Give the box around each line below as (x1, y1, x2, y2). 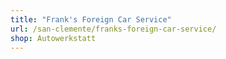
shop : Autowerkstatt (10, 33, 97, 43)
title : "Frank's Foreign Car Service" (10, 14, 172, 25)
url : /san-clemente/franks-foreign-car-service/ (10, 24, 217, 34)
